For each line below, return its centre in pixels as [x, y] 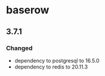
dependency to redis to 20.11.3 [51, 67]
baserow [28, 10]
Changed [20, 48]
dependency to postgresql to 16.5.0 [57, 60]
